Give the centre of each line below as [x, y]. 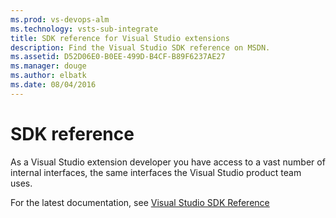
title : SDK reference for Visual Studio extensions [120, 38]
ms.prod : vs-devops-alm [60, 19]
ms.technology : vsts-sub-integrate [84, 29]
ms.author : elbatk [48, 76]
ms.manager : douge [48, 66]
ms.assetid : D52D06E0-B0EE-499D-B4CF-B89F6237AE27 [118, 57]
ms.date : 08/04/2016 [53, 85]
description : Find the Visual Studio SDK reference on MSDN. [140, 47]
